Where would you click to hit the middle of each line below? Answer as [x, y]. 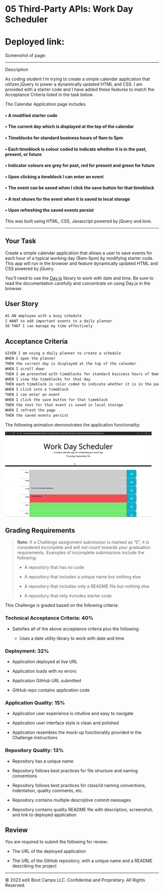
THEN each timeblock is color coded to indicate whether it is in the [78, 384]
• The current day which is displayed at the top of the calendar [70, 126]
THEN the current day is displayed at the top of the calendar [71, 364]
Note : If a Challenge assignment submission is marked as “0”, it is [83, 542]
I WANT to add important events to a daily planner [59, 321]
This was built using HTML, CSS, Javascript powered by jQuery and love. [79, 221]
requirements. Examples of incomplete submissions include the [81, 553]
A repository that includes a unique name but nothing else [82, 577]
